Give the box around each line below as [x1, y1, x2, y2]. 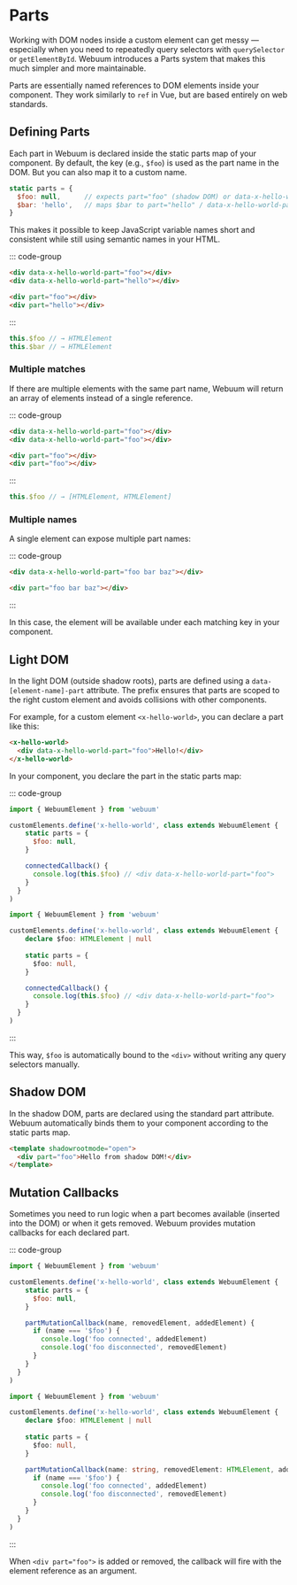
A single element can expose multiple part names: [9, 533, 192, 545]
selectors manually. [9, 1059, 80, 1070]
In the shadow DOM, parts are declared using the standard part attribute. [9, 1108, 275, 1118]
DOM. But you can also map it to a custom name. [9, 166, 187, 177]
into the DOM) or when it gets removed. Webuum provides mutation [9, 1218, 256, 1229]
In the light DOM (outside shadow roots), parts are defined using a [9, 676, 250, 686]
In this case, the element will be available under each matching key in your [9, 617, 280, 628]
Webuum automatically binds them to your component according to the [9, 1117, 269, 1128]
